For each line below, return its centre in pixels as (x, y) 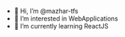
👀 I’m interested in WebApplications (66, 18)
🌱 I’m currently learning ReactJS (61, 26)
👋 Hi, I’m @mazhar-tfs (46, 11)
